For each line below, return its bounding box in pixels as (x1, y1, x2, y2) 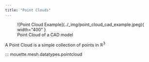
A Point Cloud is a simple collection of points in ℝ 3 (5, 41, 106, 48)
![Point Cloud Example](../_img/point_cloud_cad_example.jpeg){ (17, 22, 145, 27)
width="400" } (17, 26, 46, 32)
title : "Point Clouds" (5, 8, 51, 12)
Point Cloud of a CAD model (17, 32, 73, 37)
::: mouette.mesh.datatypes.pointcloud (5, 51, 83, 57)
